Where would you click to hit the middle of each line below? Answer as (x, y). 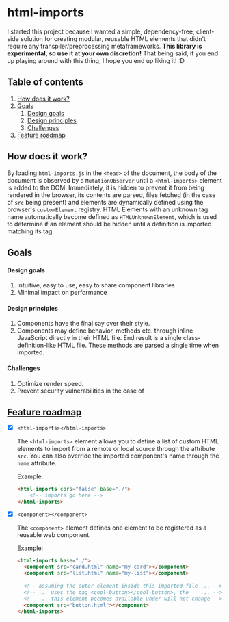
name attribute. (37, 463)
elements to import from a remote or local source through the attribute (116, 449)
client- (205, 31)
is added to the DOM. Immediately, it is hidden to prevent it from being (106, 187)
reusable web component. (54, 534)
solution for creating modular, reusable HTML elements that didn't (113, 38)
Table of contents (45, 82)
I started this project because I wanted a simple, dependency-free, (101, 31)
